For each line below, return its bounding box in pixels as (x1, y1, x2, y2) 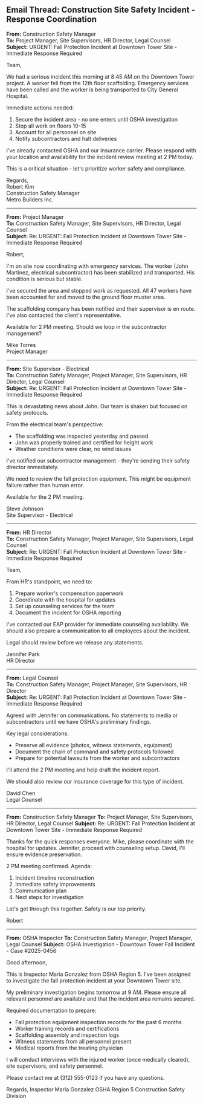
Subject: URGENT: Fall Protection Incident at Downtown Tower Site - (6, 43, 177, 50)
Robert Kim (6, 183, 34, 190)
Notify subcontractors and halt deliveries (14, 135, 117, 142)
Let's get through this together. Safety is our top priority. (6, 905, 147, 912)
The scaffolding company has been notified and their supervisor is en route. (6, 305, 196, 312)
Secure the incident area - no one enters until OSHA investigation (14, 115, 178, 123)
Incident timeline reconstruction (14, 874, 95, 882)
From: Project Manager (6, 213, 65, 220)
